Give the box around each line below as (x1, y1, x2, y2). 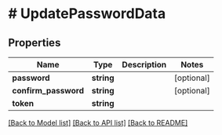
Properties (8, 36, 61, 49)
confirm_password (12, 86, 85, 96)
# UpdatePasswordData (8, 5, 166, 23)
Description (122, 60, 167, 70)
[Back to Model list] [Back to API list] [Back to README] (8, 119, 188, 127)
